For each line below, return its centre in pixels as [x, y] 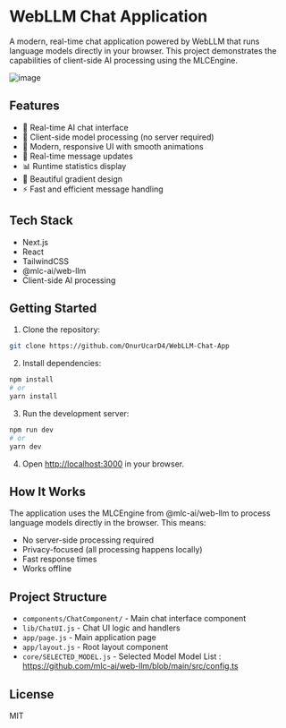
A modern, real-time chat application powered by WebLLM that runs [135, 41]
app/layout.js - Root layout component [95, 647]
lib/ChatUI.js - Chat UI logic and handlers [101, 628]
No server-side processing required [88, 540]
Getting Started [53, 308]
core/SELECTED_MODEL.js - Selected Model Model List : [122, 656]
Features [34, 106]
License [32, 694]
